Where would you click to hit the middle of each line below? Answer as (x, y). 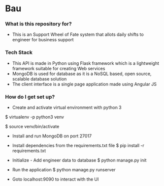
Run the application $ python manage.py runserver (64, 170)
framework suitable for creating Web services (59, 68)
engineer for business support (43, 40)
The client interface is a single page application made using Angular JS (84, 84)
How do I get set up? (30, 97)
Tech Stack (19, 53)
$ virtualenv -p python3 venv (34, 117)
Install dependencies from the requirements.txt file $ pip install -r (78, 146)
